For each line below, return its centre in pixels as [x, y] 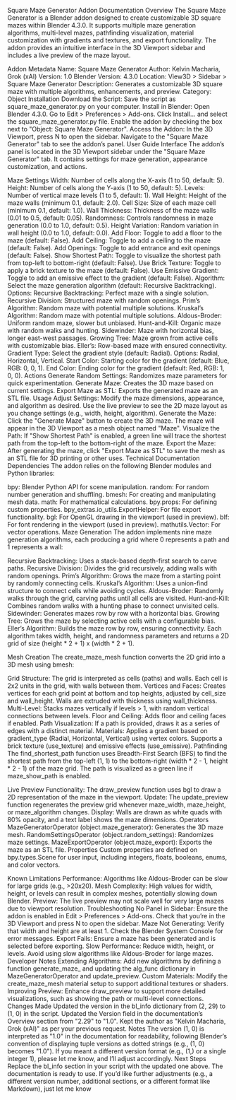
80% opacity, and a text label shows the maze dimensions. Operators [108, 820]
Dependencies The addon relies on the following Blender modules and [109, 466]
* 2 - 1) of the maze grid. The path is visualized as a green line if [100, 768]
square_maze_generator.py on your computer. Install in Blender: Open [108, 106]
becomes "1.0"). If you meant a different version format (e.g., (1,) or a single [117, 1051]
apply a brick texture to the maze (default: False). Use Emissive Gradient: [113, 270]
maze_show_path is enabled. [49, 776]
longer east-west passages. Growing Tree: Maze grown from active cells [113, 338]
